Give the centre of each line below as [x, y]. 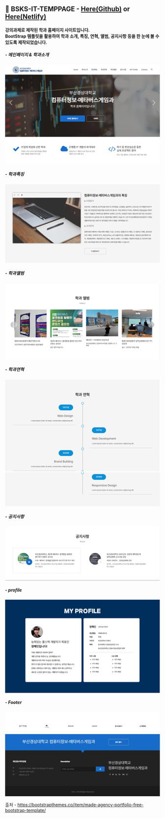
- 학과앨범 [15, 273]
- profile [14, 590]
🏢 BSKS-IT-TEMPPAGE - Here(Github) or [68, 9]
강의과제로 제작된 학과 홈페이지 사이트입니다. [47, 30]
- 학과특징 [15, 174]
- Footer [14, 702]
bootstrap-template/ [26, 810]
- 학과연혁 [15, 370]
